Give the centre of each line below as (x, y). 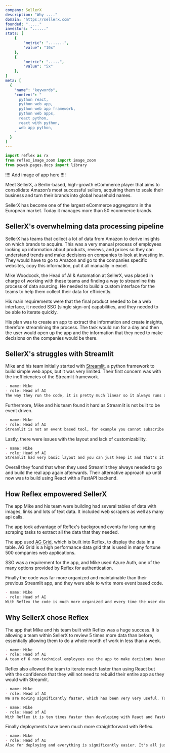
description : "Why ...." (31, 15)
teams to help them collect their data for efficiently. (58, 291)
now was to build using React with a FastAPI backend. (61, 478)
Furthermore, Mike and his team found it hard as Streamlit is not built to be (83, 405)
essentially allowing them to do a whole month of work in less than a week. (83, 641)
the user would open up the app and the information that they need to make (84, 333)
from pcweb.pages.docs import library (46, 165)
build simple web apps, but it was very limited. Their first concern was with (83, 371)
